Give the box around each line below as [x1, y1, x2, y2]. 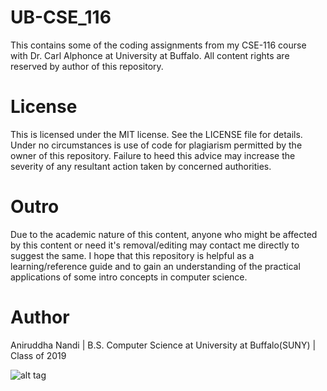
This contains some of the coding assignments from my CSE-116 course [10, 39, 307, 51]
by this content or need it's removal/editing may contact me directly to [10, 239, 300, 251]
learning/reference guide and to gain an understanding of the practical [10, 260, 301, 272]
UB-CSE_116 [10, 6, 112, 29]
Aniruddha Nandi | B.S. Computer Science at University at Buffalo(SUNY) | [10, 339, 317, 351]
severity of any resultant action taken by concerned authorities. [10, 160, 272, 172]
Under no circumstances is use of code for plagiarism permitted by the [10, 139, 303, 151]
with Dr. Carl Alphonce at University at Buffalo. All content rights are [10, 49, 290, 61]
